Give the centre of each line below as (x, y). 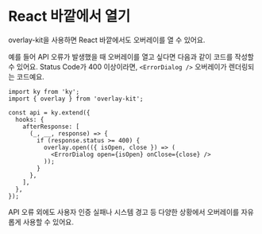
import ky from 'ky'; (44, 92)
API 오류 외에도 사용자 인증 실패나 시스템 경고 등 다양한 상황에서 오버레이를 (124, 212)
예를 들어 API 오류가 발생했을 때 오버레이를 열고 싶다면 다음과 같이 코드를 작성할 (131, 57)
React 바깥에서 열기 (69, 16)
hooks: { (30, 119)
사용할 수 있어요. (48, 222)
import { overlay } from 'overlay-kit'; (76, 99)
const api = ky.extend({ (49, 112)
